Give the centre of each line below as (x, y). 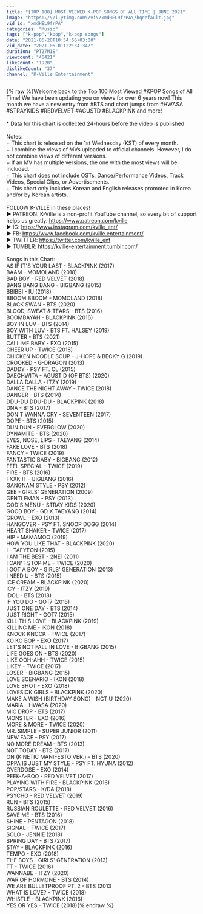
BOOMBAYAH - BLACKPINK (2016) (50, 317)
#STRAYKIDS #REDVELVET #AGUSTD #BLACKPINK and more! (84, 111)
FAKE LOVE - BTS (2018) (37, 447)
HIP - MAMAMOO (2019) (37, 537)
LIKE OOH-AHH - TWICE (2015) (45, 660)
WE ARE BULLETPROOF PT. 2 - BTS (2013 (59, 886)
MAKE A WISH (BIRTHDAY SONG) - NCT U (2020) (69, 699)
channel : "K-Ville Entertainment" (50, 74)
